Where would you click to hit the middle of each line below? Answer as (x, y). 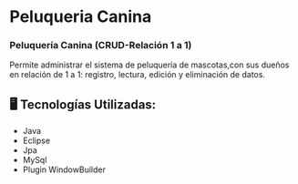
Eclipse (36, 141)
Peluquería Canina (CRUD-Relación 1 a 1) (101, 46)
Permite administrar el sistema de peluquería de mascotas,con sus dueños (149, 65)
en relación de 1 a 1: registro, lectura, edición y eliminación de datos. (138, 75)
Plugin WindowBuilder (64, 169)
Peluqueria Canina (81, 17)
